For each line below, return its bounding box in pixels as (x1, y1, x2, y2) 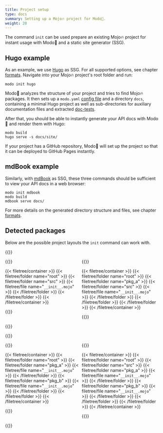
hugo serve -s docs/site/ (5, 135, 57, 140)
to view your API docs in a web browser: (5, 180, 86, 186)
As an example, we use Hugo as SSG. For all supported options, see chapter (5, 67, 158, 73)
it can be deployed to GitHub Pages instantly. (5, 149, 96, 154)
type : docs (5, 12, 27, 17)
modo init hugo (5, 82, 36, 87)
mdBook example (5, 162, 59, 171)
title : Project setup (5, 7, 49, 12)
